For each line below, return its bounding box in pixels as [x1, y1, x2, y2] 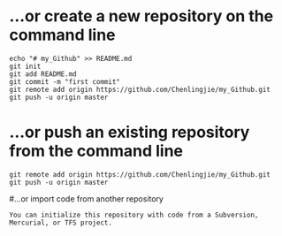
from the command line [9, 141, 184, 161]
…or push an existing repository [9, 122, 250, 142]
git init [9, 62, 42, 71]
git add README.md [9, 69, 77, 79]
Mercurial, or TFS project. [9, 218, 113, 227]
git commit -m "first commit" [9, 77, 121, 86]
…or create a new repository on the [9, 6, 274, 27]
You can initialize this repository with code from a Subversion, [9, 210, 259, 219]
